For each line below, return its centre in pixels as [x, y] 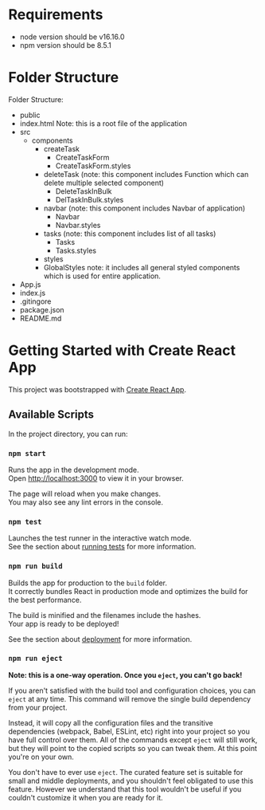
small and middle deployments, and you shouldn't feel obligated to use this [131, 781]
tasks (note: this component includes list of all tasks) [130, 234]
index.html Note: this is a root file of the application [103, 123]
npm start [27, 453]
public [30, 115]
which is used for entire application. [102, 276]
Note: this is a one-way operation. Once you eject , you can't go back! [125, 674]
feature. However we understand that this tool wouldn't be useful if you [125, 789]
